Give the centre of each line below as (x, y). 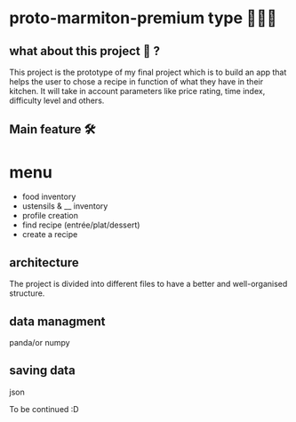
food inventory (49, 197)
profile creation (50, 216)
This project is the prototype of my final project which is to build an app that (148, 72)
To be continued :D (44, 409)
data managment (57, 321)
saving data (42, 371)
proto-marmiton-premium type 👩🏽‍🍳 (143, 18)
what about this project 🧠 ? (84, 51)
